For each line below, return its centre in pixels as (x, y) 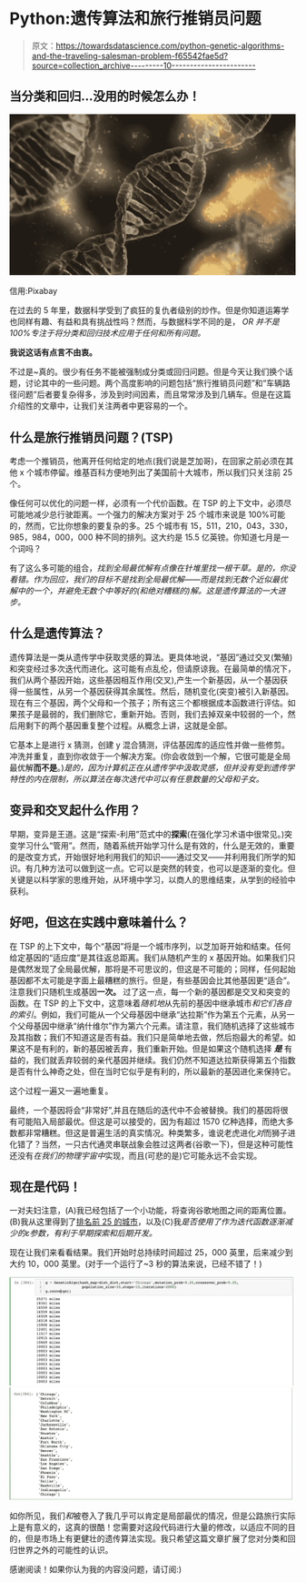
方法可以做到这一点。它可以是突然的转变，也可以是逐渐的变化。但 (172, 868)
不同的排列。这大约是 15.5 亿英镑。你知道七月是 (192, 537)
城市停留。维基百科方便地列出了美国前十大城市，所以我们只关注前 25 (163, 472)
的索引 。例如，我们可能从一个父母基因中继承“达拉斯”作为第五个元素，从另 (148, 1014)
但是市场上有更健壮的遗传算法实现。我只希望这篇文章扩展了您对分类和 (156, 1538)
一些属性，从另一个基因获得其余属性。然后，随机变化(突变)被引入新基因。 (155, 691)
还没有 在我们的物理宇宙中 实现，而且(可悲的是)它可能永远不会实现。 (136, 1155)
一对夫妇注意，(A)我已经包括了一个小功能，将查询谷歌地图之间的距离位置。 (150, 1211)
